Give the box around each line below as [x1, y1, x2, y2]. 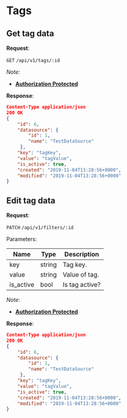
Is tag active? [62, 280, 101, 289]
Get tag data [6, 28, 54, 39]
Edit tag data [6, 195, 56, 206]
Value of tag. [62, 270, 100, 279]
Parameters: [6, 235, 37, 243]
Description [64, 250, 100, 259]
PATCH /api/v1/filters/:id [6, 225, 74, 231]
